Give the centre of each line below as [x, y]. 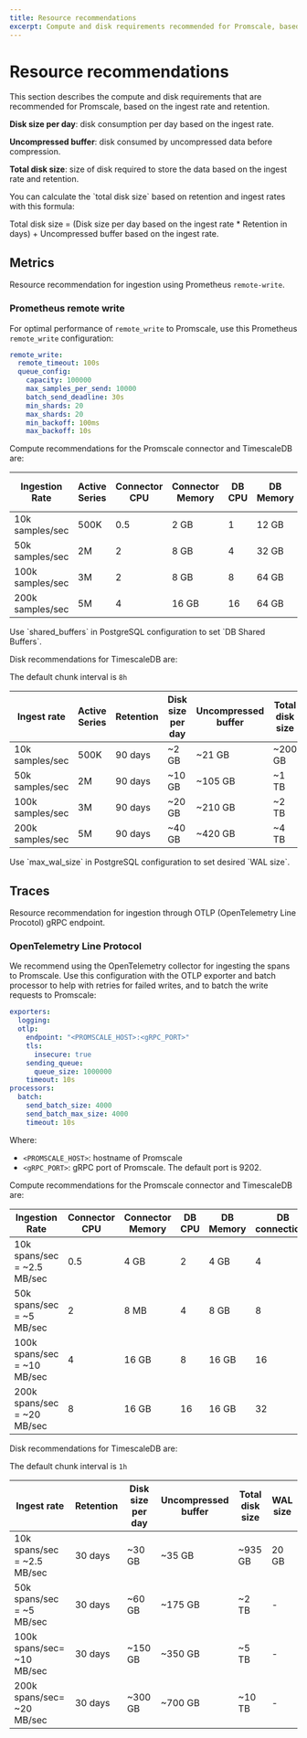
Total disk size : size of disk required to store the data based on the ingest [148, 169]
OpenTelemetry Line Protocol [75, 947]
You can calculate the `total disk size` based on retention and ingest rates [148, 196]
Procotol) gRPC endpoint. [57, 923]
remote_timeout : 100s [59, 363]
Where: [23, 1139]
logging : [34, 1021]
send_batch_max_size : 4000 [77, 1114]
